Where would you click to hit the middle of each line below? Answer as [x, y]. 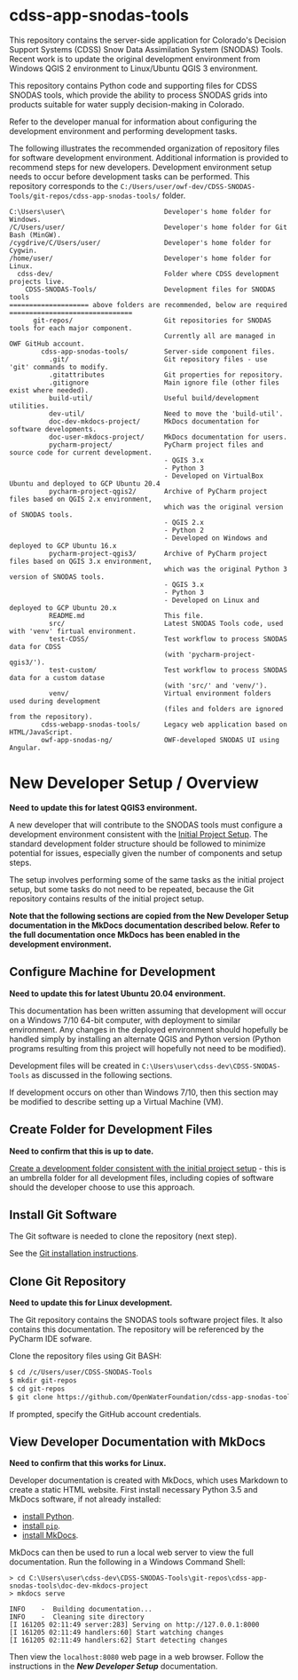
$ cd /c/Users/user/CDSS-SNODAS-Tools [81, 1373]
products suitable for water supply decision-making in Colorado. [127, 104]
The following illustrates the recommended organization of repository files [145, 148]
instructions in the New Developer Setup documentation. [114, 1667]
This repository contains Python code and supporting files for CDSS [133, 85]
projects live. [37, 281]
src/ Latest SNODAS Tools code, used [166, 623]
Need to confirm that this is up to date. [82, 1151]
